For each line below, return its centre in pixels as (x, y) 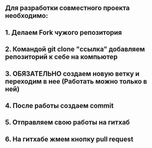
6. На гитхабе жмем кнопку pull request (69, 139)
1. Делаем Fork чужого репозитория (63, 32)
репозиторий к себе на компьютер (61, 57)
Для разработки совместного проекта (67, 8)
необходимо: (26, 16)
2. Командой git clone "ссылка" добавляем (75, 49)
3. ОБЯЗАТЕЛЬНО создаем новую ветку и (72, 74)
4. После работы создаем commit (59, 105)
